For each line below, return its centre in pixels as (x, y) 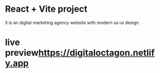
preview (22, 53)
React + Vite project (46, 9)
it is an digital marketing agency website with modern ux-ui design (72, 23)
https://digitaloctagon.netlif (97, 53)
